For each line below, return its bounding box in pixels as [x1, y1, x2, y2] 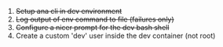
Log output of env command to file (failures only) [15, 15, 174, 24]
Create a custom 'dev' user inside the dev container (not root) [15, 31, 216, 40]
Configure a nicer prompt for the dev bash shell [15, 23, 170, 32]
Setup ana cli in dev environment [15, 7, 122, 15]
